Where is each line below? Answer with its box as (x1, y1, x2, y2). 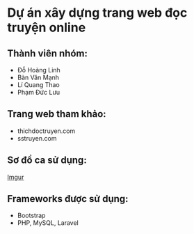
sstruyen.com (17, 134, 57, 142)
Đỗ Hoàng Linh (17, 66, 60, 74)
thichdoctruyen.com (17, 127, 76, 135)
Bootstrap (17, 211, 46, 220)
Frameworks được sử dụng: (7, 193, 129, 205)
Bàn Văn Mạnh (17, 73, 60, 81)
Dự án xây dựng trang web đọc (7, 5, 188, 21)
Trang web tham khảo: (7, 108, 106, 120)
